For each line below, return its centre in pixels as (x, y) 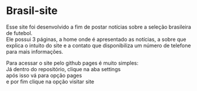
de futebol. (19, 33)
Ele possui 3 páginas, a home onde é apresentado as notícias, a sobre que (96, 39)
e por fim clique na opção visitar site (50, 81)
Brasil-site (32, 11)
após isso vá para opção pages (44, 75)
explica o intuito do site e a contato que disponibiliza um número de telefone (98, 45)
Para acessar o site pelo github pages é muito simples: (72, 63)
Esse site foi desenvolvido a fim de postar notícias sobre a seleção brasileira (98, 27)
